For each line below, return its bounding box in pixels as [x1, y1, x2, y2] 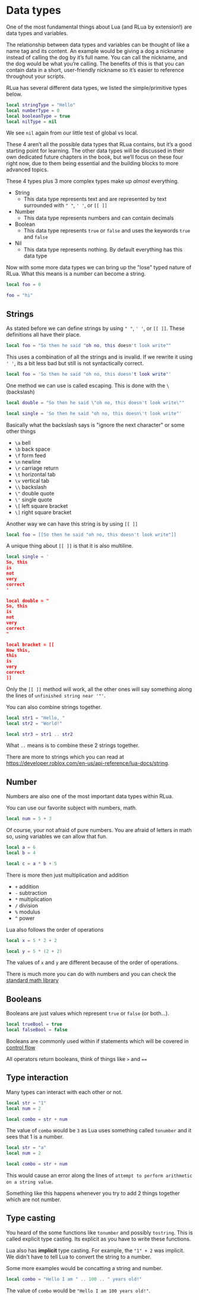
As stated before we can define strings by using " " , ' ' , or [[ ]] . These [6, 325, 185, 332]
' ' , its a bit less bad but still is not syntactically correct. [6, 359, 144, 366]
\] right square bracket [14, 508, 72, 516]
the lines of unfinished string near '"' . [6, 692, 106, 699]
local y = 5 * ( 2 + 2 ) [6, 948, 62, 954]
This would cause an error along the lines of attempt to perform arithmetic [6, 1172, 193, 1179]
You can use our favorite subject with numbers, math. [6, 804, 137, 812]
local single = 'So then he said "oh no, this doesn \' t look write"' [6, 410, 182, 416]
